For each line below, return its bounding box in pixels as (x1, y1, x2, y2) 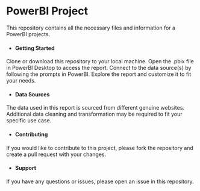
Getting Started (14, 44, 55, 52)
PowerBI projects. (6, 30, 51, 37)
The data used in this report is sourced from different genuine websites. (6, 104, 185, 111)
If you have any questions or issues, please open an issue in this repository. (6, 178, 194, 185)
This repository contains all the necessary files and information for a (6, 24, 176, 31)
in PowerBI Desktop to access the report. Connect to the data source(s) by (6, 64, 192, 72)
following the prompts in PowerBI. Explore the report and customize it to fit (6, 70, 192, 78)
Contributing (14, 131, 48, 138)
